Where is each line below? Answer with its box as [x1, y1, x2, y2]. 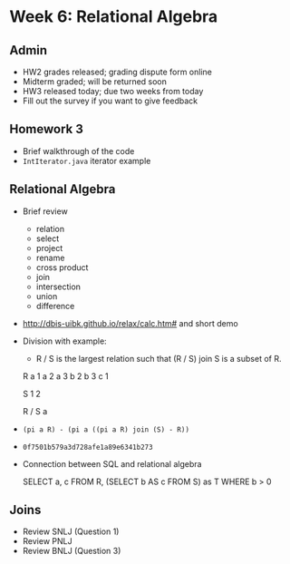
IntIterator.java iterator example [22, 155, 151, 166]
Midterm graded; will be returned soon [22, 76, 168, 87]
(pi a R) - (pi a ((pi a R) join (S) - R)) [22, 424, 190, 434]
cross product [35, 261, 89, 273]
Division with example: [22, 335, 107, 346]
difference [35, 300, 75, 311]
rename [35, 252, 65, 263]
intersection [35, 281, 82, 292]
